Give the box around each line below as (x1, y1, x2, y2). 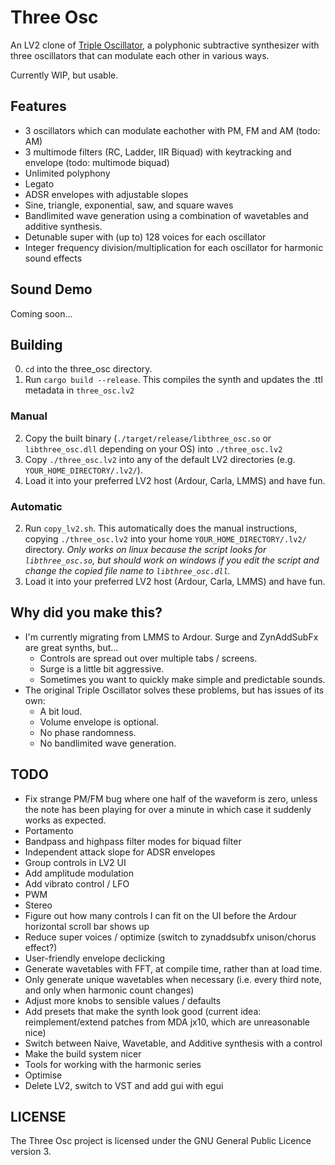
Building (10, 336, 63, 353)
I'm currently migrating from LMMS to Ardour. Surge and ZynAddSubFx (24, 631, 319, 643)
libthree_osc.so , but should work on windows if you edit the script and (24, 554, 320, 566)
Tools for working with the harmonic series (24, 1058, 202, 1070)
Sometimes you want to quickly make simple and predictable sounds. (39, 673, 326, 685)
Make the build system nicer (24, 1047, 142, 1060)
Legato (24, 177, 55, 190)
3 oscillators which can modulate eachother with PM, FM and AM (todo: (24, 124, 321, 136)
